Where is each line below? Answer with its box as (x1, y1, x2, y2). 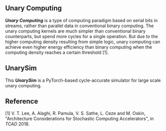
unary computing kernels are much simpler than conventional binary (5, 28, 146, 34)
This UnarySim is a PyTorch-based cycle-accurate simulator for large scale (5, 77, 161, 83)
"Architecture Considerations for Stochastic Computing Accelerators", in (5, 115, 154, 122)
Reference (5, 97, 38, 106)
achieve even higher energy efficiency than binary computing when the (5, 44, 152, 50)
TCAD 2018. (5, 121, 30, 127)
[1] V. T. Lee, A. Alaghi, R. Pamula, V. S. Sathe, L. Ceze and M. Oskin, (5, 110, 146, 116)
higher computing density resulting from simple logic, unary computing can (5, 39, 160, 45)
